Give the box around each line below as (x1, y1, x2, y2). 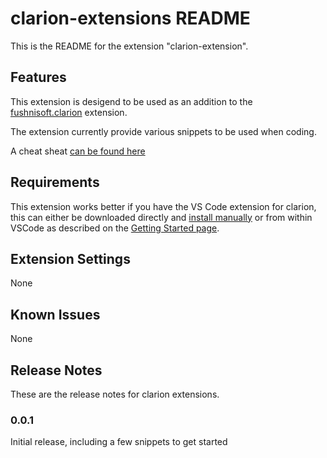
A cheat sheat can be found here (10, 145, 146, 157)
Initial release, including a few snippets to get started (10, 436, 228, 448)
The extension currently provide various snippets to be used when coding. (10, 125, 317, 137)
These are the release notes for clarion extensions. (10, 388, 220, 400)
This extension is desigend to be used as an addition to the (10, 95, 253, 107)
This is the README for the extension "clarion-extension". (10, 40, 249, 52)
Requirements (10, 174, 100, 191)
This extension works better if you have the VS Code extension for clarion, (10, 200, 317, 212)
